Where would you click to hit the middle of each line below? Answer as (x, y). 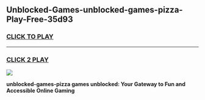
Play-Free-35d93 (40, 20)
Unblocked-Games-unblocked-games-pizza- (95, 10)
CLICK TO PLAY (30, 37)
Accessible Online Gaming (41, 90)
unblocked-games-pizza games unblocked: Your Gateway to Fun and (96, 84)
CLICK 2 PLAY (27, 59)
